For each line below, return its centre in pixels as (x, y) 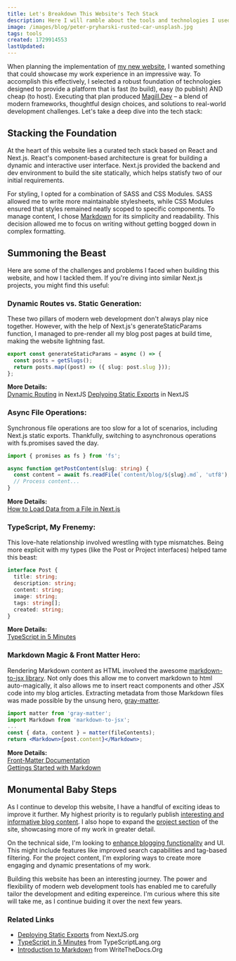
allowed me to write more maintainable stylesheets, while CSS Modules (111, 201)
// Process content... (47, 482)
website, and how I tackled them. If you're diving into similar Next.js (105, 278)
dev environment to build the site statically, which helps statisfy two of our (115, 172)
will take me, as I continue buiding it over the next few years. (95, 901)
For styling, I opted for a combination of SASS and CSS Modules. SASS (110, 193)
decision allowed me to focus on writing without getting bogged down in (112, 224)
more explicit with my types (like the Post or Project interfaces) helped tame (117, 550)
